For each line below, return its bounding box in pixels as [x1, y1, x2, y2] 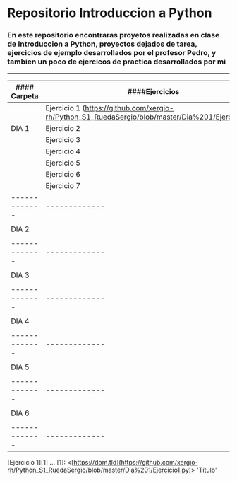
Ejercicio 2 [45, 124, 81, 134]
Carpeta [11, 91, 39, 101]
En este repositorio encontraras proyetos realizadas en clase [7, 30, 220, 40]
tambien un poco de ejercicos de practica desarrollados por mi [7, 57, 226, 66]
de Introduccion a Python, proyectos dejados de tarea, [7, 39, 197, 49]
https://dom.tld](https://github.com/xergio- [73, 458, 198, 467]
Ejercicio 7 [45, 181, 81, 191]
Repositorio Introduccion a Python [7, 5, 212, 21]
